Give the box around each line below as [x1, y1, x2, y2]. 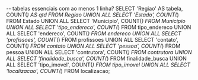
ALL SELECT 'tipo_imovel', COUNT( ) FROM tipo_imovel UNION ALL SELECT [6, 61, 191, 68]
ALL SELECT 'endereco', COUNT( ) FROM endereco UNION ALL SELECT [6, 30, 182, 37]
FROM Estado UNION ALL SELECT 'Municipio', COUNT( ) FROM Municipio [6, 18, 186, 24]
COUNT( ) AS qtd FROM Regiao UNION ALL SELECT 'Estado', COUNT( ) [6, 11, 179, 18]
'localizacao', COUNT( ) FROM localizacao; [6, 68, 110, 74]
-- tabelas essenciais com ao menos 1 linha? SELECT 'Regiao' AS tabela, [6, 5, 183, 12]
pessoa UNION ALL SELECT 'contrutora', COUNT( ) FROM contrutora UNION [6, 49, 192, 55]
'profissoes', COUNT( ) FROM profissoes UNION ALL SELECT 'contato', [6, 36, 179, 43]
